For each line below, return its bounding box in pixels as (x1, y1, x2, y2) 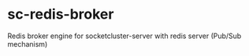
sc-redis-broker (7, 5, 114, 23)
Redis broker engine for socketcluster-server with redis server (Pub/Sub (7, 31, 242, 40)
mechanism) (7, 39, 48, 48)
